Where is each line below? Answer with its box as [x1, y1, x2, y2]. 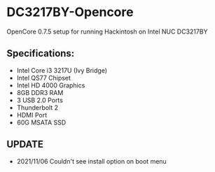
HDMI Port [16, 110, 47, 119]
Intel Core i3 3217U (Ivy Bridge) [16, 66, 108, 74]
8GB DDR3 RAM [16, 88, 64, 96]
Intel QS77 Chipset [16, 73, 71, 82]
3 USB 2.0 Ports [16, 96, 64, 104]
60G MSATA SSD [16, 118, 67, 127]
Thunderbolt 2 [16, 103, 59, 112]
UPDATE [6, 138, 43, 150]
